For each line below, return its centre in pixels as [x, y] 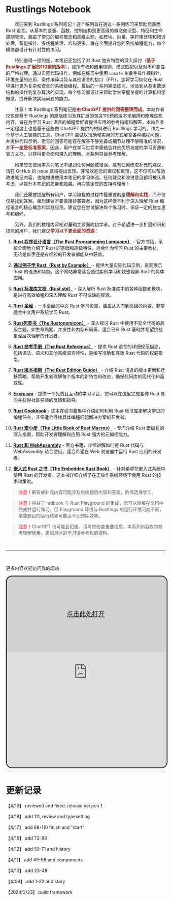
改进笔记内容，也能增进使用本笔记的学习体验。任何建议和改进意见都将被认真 [86, 177]
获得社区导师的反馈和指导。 [51, 400]
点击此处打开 [86, 614]
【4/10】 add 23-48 [27, 870]
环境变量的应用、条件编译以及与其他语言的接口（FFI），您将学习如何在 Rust [84, 79]
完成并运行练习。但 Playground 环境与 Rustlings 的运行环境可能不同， [91, 509]
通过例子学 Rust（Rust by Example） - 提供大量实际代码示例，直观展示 [88, 265]
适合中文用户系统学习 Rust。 [43, 312]
